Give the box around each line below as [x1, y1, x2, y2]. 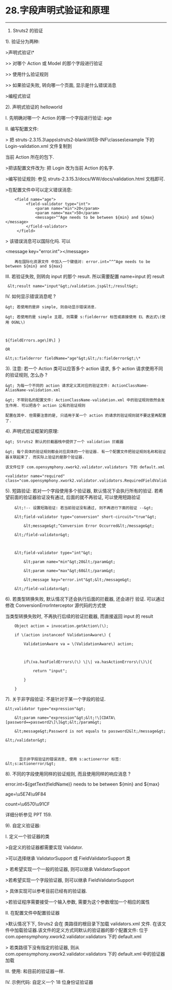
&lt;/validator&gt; [5, 737, 47, 742]
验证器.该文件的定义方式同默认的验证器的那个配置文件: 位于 [23, 927, 148, 933]
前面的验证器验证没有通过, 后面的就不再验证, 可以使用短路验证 [9, 494, 141, 500]
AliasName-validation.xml [5, 387, 60, 393]
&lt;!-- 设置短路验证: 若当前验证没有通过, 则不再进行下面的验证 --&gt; [14, 505, 154, 510]
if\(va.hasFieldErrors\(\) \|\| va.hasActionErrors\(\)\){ [24, 659, 153, 664]
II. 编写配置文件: [5, 125, 39, 131]
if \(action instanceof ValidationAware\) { [14, 632, 111, 637]
